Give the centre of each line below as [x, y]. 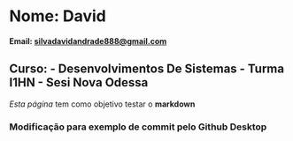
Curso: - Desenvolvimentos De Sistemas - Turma [147, 69]
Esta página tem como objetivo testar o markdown [102, 104]
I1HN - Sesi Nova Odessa [79, 82]
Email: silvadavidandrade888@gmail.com [88, 41]
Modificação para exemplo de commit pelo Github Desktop [138, 127]
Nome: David [58, 16]
